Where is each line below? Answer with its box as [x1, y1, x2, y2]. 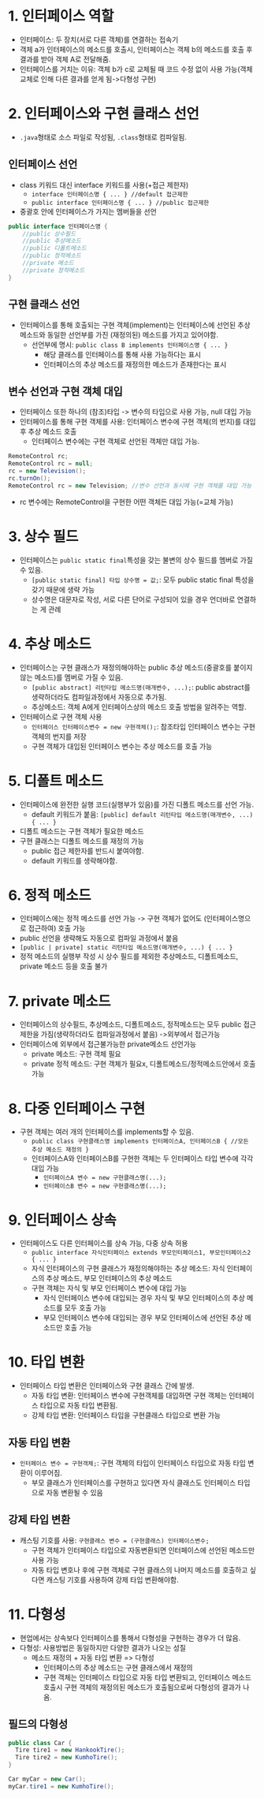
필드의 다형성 [8, 1718, 69, 1731]
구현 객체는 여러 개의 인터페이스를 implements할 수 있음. [19, 1127, 195, 1136]
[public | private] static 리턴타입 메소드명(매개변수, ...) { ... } [19, 944, 233, 952]
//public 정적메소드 [22, 252, 81, 260]
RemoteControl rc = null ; [8, 460, 93, 468]
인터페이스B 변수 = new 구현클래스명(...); [43, 1182, 167, 1191]
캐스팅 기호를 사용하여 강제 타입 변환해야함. [46, 1575, 179, 1584]
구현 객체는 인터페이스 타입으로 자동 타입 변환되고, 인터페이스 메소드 [43, 1673, 252, 1682]
